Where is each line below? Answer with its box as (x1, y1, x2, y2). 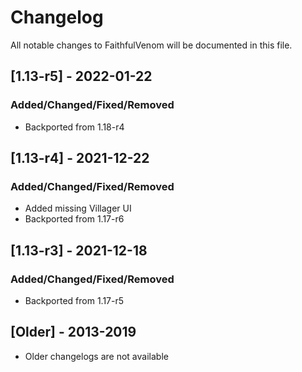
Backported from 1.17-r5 (24, 295, 125, 306)
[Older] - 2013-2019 (10, 324, 137, 341)
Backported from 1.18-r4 (24, 121, 125, 133)
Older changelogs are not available (24, 350, 169, 362)
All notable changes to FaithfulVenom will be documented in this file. (10, 39, 293, 51)
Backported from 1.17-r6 (24, 213, 125, 225)
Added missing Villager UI (24, 202, 132, 215)
